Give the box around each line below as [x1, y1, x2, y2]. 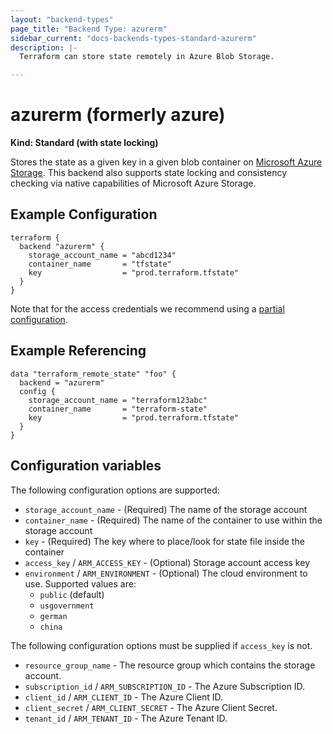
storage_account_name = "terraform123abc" [28, 395, 208, 405]
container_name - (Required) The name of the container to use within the [24, 514, 323, 526]
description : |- [10, 42, 78, 53]
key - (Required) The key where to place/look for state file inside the [24, 535, 305, 547]
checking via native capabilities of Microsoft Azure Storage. [10, 177, 257, 190]
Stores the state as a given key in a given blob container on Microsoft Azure [10, 156, 323, 168]
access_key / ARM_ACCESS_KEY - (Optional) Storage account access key [24, 556, 310, 568]
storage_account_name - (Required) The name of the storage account [24, 503, 308, 515]
